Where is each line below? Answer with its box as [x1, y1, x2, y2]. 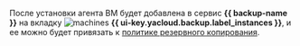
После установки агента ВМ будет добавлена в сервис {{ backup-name [9, 8, 287, 18]
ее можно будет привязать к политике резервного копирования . [9, 27, 260, 37]
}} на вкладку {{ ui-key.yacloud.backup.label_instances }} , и [9, 17, 292, 28]
